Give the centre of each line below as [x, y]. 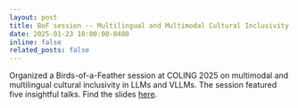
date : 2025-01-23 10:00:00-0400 [69, 34]
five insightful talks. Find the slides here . [83, 95]
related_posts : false [50, 50]
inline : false [36, 42]
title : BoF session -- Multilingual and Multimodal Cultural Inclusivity [149, 26]
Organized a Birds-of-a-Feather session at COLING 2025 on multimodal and [149, 75]
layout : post [33, 17]
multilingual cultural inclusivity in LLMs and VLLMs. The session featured [143, 85]
